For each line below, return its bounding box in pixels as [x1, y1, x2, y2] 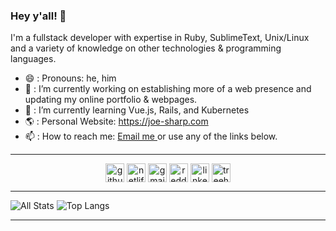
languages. [10, 53, 57, 65]
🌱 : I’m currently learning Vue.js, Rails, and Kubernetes [24, 104, 250, 116]
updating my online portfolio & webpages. [24, 94, 198, 106]
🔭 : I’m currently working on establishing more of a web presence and [24, 83, 312, 95]
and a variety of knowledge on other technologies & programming [10, 42, 282, 54]
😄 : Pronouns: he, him [24, 72, 117, 84]
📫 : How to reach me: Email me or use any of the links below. [24, 130, 278, 143]
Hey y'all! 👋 [10, 9, 67, 23]
